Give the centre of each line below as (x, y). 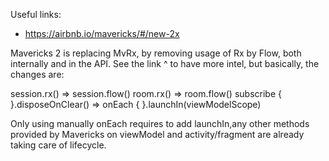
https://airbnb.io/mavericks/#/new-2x (102, 33)
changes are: (37, 74)
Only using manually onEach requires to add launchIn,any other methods (160, 123)
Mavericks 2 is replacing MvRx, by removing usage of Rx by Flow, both (156, 53)
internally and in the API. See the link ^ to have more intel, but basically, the (165, 63)
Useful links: (36, 14)
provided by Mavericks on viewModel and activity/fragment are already (157, 134)
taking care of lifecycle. (58, 145)
